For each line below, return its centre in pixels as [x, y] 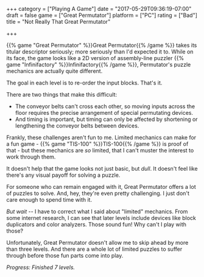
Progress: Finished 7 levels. [40, 267]
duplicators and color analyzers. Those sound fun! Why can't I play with [97, 224]
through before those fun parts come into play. [65, 255]
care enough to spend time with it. [49, 200]
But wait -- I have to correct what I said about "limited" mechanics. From [97, 211]
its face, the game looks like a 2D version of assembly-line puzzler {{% [95, 58]
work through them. [31, 157]
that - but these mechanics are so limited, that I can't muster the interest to [100, 150]
